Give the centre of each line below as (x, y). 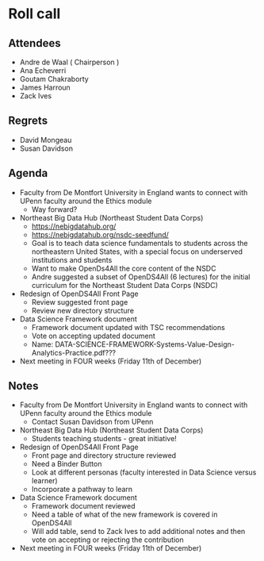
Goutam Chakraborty (54, 79)
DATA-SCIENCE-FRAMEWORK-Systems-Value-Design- (145, 344)
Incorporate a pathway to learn (82, 490)
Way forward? (54, 209)
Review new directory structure (83, 310)
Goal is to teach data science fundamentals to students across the (140, 243)
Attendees (34, 43)
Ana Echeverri (43, 71)
